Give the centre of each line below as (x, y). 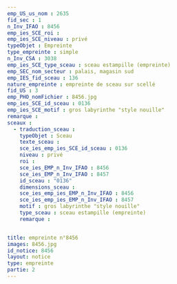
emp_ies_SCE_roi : (33, 33)
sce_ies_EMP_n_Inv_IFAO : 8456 (64, 168)
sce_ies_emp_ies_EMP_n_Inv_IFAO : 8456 (77, 193)
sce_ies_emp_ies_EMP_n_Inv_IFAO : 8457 (77, 200)
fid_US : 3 (23, 91)
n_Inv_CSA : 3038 (32, 59)
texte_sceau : (40, 142)
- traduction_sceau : (44, 129)
